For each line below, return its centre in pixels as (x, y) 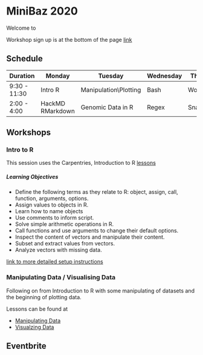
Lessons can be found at (37, 309)
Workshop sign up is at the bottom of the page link (69, 39)
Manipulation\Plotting (111, 90)
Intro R (50, 90)
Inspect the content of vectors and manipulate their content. (90, 237)
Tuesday (111, 76)
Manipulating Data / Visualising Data (61, 277)
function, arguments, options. (52, 199)
